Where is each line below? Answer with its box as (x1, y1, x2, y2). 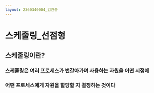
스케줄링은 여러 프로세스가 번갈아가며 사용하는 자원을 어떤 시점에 (5, 67, 150, 74)
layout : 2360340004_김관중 (5, 7, 58, 12)
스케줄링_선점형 (5, 30, 66, 41)
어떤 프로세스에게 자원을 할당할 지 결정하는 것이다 (5, 82, 116, 89)
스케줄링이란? (5, 51, 45, 60)
